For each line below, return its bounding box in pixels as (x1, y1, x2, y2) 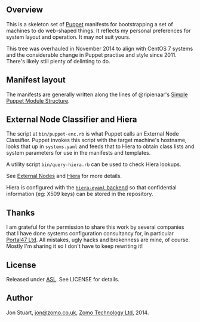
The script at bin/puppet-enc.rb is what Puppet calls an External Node (6, 130, 179, 137)
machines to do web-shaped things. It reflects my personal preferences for (6, 27, 191, 34)
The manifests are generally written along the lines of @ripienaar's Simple (6, 91, 188, 98)
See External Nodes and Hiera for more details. (6, 173, 122, 180)
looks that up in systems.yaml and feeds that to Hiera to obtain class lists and (6, 143, 195, 150)
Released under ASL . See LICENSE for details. (6, 276, 119, 283)
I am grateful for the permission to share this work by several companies (6, 223, 184, 231)
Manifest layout (6, 75, 66, 85)
